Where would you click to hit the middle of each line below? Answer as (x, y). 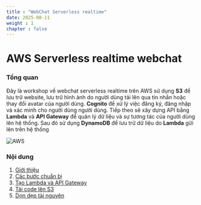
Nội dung (20, 157)
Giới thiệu (27, 170)
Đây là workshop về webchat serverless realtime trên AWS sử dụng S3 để (98, 91)
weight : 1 (20, 23)
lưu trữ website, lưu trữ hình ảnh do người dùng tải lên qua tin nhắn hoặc (96, 97)
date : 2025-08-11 (28, 18)
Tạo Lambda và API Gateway (51, 183)
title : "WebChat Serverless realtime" (57, 12)
